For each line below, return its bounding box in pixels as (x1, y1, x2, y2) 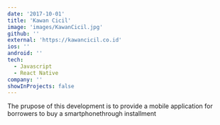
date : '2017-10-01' (7, 10, 65, 18)
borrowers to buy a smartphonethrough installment (7, 109, 157, 118)
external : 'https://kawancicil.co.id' (7, 37, 122, 44)
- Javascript (13, 63, 53, 70)
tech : (7, 56, 23, 64)
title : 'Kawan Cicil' (7, 17, 72, 24)
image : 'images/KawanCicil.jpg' (7, 23, 103, 30)
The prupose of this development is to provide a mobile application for (7, 102, 213, 110)
